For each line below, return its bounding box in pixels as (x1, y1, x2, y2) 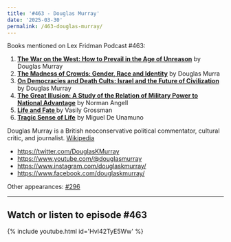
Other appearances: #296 (7, 183, 80, 191)
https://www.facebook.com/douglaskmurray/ (16, 169, 145, 177)
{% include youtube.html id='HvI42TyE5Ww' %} (7, 228, 144, 236)
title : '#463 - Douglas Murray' (7, 10, 100, 17)
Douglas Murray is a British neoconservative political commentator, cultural (7, 126, 220, 135)
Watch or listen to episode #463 (7, 209, 148, 221)
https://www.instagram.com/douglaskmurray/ (16, 162, 146, 170)
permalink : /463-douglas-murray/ (7, 23, 103, 30)
